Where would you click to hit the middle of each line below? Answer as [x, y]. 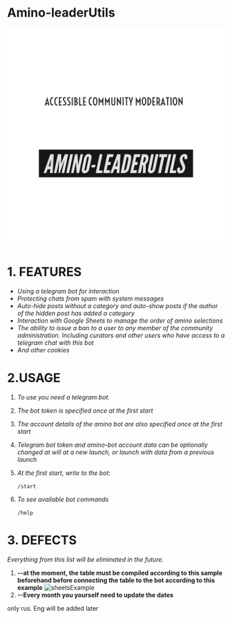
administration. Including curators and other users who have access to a [121, 335]
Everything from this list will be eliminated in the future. [86, 559]
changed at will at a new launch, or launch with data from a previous [116, 452]
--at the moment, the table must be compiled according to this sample [120, 573]
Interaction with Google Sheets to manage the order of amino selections [120, 321]
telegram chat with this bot [56, 342]
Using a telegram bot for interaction [68, 291]
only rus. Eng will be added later [53, 608]
